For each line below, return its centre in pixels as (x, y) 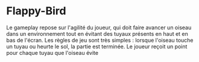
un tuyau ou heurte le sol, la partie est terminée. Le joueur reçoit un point (97, 46)
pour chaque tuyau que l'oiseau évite (52, 52)
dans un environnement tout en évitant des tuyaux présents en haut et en (97, 33)
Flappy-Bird (36, 11)
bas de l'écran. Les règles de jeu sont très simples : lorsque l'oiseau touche (100, 40)
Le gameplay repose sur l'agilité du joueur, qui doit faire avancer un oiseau (99, 27)
